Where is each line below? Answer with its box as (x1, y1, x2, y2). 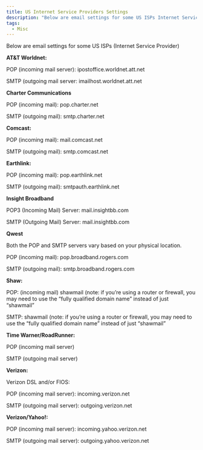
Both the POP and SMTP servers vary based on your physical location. (6, 242, 182, 249)
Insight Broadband (6, 195, 54, 202)
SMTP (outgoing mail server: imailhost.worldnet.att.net (6, 78, 142, 85)
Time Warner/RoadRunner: (6, 331, 76, 339)
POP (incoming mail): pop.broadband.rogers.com (6, 254, 129, 261)
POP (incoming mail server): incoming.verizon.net (6, 390, 130, 397)
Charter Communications (6, 89, 71, 97)
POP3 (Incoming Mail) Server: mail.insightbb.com (6, 207, 129, 214)
